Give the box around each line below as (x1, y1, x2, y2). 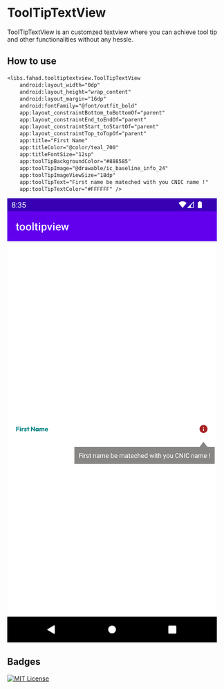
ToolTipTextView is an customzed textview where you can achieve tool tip (7, 28, 218, 36)
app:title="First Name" (19, 137, 88, 144)
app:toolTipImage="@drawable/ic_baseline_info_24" (19, 164, 169, 171)
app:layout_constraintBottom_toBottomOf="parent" (19, 109, 166, 116)
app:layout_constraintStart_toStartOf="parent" (19, 123, 159, 130)
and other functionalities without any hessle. (7, 35, 133, 43)
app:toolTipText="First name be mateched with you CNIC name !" (19, 178, 209, 185)
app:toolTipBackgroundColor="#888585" (19, 158, 131, 164)
